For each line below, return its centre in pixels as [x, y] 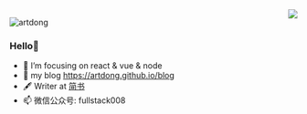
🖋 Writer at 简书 [53, 87]
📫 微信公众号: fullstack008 [74, 100]
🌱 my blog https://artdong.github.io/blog [99, 76]
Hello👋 [24, 46]
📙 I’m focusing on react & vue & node [92, 66]
